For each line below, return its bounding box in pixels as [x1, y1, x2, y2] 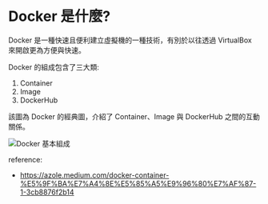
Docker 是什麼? [8, 7, 110, 26]
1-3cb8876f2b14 [19, 187, 74, 197]
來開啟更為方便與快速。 [8, 45, 86, 54]
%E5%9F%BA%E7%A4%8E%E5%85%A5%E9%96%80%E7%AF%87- [19, 178, 257, 188]
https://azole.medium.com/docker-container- [19, 170, 170, 180]
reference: [8, 154, 42, 164]
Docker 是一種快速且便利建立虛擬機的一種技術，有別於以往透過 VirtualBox [8, 35, 252, 45]
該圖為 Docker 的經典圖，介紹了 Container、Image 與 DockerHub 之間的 [8, 111, 246, 121]
